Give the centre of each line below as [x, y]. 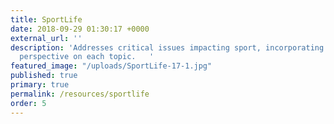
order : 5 [28, 103]
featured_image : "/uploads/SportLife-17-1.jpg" [111, 66]
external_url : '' [46, 38]
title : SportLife [46, 19]
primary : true [40, 85]
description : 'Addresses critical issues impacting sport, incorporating [167, 47]
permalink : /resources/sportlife [80, 94]
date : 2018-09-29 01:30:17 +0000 [80, 29]
